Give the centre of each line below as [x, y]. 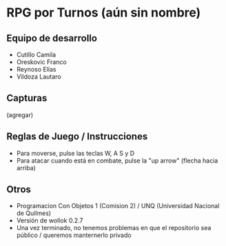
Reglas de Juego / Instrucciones [77, 137]
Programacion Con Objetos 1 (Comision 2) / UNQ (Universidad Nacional [118, 206]
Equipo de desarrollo [52, 38]
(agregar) [20, 114]
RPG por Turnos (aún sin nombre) [104, 13]
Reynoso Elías [36, 69]
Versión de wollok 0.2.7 [50, 221]
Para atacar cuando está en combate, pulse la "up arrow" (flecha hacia [117, 161]
